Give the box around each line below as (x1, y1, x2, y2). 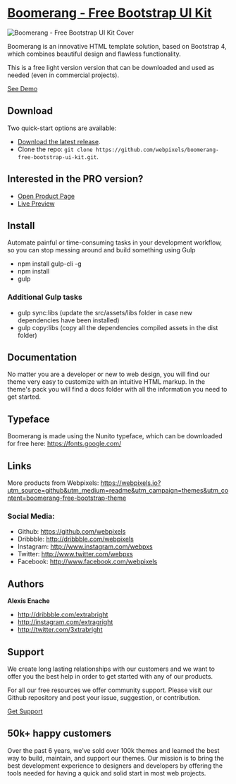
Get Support (7, 707, 43, 715)
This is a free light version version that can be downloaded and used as (7, 63, 215, 71)
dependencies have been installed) (17, 316, 120, 324)
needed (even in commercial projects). (7, 71, 120, 79)
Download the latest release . (17, 137, 101, 146)
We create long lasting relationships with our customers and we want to (7, 665, 215, 673)
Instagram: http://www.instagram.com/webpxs (17, 542, 153, 551)
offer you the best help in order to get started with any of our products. (7, 672, 213, 681)
